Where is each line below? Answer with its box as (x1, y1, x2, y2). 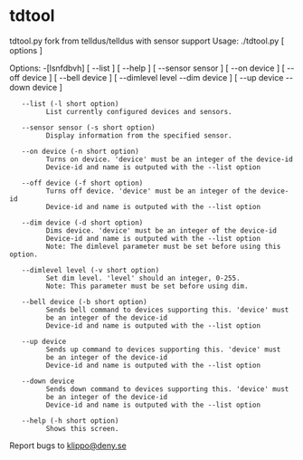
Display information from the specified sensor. (45, 130, 232, 140)
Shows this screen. (45, 424, 119, 433)
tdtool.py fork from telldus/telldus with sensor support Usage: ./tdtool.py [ (9, 35, 285, 46)
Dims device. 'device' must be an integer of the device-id (45, 225, 278, 235)
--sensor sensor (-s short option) (21, 123, 156, 132)
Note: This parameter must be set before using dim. (45, 282, 249, 291)
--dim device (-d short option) (21, 218, 144, 227)
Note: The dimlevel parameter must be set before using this (45, 242, 281, 251)
